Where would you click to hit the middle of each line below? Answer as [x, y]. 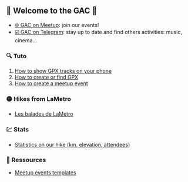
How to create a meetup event [51, 83]
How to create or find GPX [46, 77]
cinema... [26, 40]
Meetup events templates [45, 173]
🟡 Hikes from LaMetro [39, 99]
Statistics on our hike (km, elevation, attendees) [72, 144]
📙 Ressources [26, 160]
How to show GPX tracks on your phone [63, 71]
